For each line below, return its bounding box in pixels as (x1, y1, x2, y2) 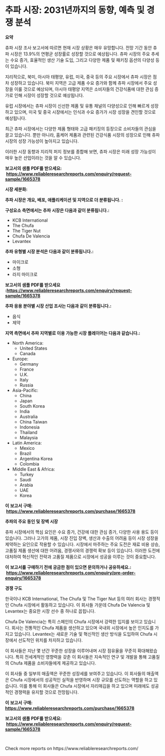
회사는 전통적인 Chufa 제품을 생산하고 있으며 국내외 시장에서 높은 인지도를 (11, 624, 154, 631)
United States (19, 345, 48, 351)
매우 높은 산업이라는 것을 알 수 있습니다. (5, 154, 81, 161)
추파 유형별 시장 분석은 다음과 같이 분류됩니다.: (5, 248, 94, 254)
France (19, 366, 34, 372)
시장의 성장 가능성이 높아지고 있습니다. (5, 138, 79, 144)
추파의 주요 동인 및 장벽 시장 (5, 518, 58, 524)
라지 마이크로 (12, 271, 38, 277)
